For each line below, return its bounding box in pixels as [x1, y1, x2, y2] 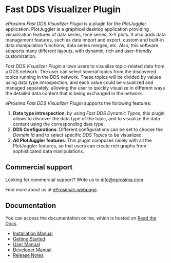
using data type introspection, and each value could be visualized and [5, 79, 154, 85]
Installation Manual [12, 230, 53, 236]
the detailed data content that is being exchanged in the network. [5, 90, 143, 96]
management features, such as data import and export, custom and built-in [5, 37, 164, 43]
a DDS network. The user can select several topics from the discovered [5, 68, 157, 75]
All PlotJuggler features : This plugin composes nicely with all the [12, 137, 152, 143]
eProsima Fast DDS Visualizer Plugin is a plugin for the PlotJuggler [5, 20, 146, 27]
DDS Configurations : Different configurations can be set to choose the [12, 126, 163, 133]
